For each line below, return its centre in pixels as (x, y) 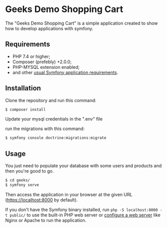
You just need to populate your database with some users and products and (83, 166)
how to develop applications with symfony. (49, 28)
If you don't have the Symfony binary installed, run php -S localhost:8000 (81, 209)
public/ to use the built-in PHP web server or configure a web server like (85, 215)
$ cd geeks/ (18, 180)
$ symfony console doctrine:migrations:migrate (56, 138)
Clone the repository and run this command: (51, 100)
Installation (23, 88)
